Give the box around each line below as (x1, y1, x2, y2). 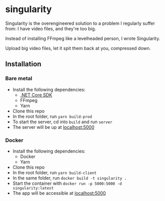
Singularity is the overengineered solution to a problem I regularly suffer (5, 20, 155, 26)
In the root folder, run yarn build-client (12, 169, 97, 175)
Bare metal (5, 75, 32, 82)
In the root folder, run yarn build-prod (12, 113, 92, 119)
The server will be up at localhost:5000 (12, 124, 95, 130)
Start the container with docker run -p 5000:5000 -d (12, 180, 122, 186)
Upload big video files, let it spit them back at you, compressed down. (5, 45, 151, 51)
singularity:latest (12, 185, 54, 190)
